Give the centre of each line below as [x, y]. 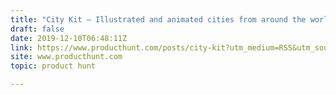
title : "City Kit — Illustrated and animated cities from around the [158, 19]
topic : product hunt [53, 66]
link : [21, 47]
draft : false [37, 29]
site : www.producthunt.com [66, 57]
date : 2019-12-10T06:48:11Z [69, 38]
